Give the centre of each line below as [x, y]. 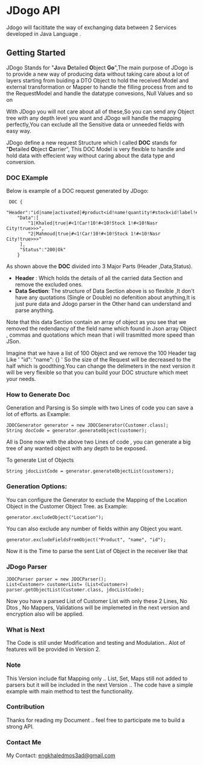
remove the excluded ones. [49, 285]
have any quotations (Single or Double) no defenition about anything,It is [105, 297]
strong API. [20, 726]
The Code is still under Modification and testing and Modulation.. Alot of [96, 643]
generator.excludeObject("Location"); [55, 517]
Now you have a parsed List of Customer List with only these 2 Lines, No [97, 601]
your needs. [21, 379]
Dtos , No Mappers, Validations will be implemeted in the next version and [98, 607]
